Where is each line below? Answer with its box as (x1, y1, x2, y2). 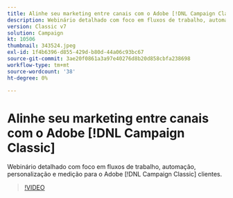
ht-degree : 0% (7, 74, 49, 82)
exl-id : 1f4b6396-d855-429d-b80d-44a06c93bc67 (7, 49, 144, 56)
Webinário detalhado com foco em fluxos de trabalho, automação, (7, 163, 196, 171)
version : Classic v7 (7, 23, 67, 30)
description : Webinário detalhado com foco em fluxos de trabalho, (7, 17, 207, 24)
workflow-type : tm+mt (7, 62, 70, 69)
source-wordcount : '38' (7, 68, 76, 75)
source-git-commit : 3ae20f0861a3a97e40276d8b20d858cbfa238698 (7, 55, 191, 62)
